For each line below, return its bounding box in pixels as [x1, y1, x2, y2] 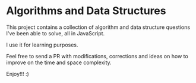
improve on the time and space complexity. [6, 59, 112, 66]
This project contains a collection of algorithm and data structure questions [6, 24, 191, 31]
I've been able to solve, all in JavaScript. [6, 29, 105, 36]
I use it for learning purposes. [6, 41, 78, 48]
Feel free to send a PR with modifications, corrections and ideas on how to [6, 52, 188, 59]
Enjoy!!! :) [6, 70, 30, 77]
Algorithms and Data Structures [6, 4, 166, 18]
